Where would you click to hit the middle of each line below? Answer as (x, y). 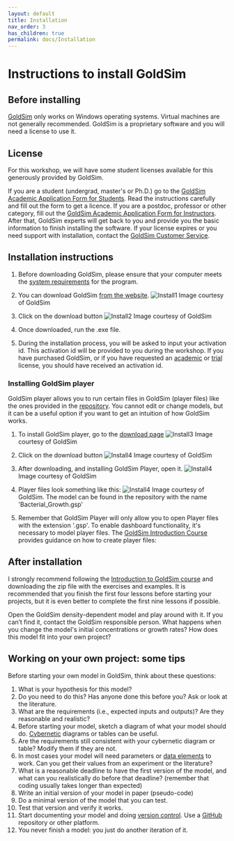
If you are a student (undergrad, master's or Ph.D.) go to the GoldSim (107, 191)
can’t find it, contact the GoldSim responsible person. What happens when (115, 622)
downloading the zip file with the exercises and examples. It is (97, 586)
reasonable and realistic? (54, 718)
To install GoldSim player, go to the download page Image (115, 434)
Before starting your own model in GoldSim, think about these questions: (112, 675)
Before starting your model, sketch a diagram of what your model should (122, 726)
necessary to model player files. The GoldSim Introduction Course (112, 533)
